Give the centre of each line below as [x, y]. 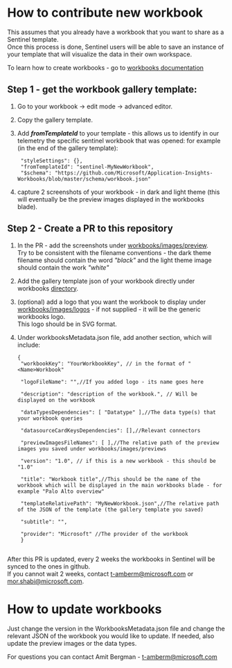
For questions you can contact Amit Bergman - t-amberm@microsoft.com [113, 657]
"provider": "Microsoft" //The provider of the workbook [104, 534]
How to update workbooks [84, 609]
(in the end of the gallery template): [68, 148]
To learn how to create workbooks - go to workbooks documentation [106, 67]
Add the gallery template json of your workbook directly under [106, 281]
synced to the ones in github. [49, 566]
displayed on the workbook [56, 400]
